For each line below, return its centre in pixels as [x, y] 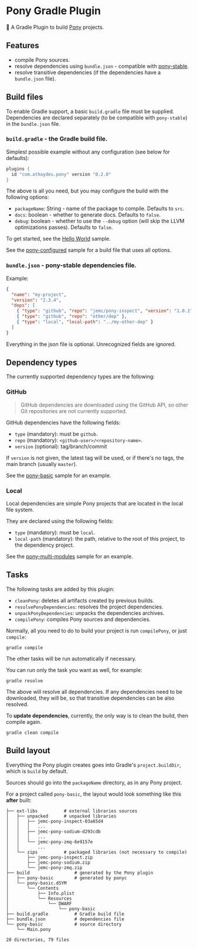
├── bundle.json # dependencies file [65, 919]
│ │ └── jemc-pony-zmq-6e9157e [50, 842]
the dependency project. [44, 545]
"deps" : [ [23, 305]
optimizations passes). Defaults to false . [64, 227]
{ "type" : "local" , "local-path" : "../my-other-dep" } [85, 322]
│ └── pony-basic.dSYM [36, 883]
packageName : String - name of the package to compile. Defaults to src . [99, 209]
